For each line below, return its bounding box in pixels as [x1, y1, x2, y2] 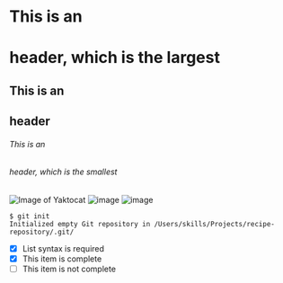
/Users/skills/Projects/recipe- [154, 219, 276, 228]
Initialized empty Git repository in [9, 219, 151, 228]
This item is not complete [22, 263, 117, 275]
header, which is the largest [9, 48, 220, 68]
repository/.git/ [9, 227, 75, 236]
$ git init [9, 211, 50, 221]
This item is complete [22, 253, 102, 264]
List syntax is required [22, 243, 105, 253]
